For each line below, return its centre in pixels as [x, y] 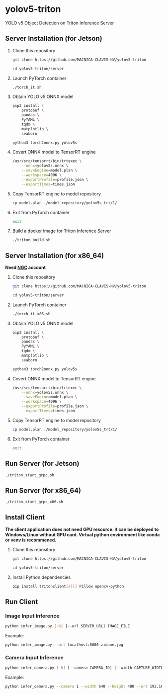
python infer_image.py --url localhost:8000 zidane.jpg [64, 645]
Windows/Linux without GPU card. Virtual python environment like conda [83, 534]
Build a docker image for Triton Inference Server [62, 231]
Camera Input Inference [34, 657]
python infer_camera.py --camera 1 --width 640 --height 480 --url [77, 687]
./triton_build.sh [31, 240]
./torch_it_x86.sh [31, 314]
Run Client [22, 602]
